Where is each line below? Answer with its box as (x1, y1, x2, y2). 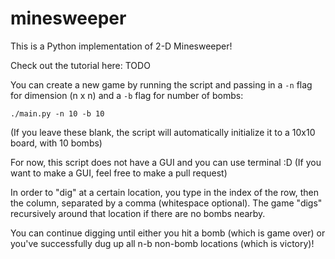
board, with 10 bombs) (10, 137, 103, 149)
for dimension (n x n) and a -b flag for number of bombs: (10, 89, 244, 101)
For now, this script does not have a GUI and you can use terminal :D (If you (10, 156, 322, 168)
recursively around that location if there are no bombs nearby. (10, 207, 266, 219)
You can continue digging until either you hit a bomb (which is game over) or (10, 227, 326, 239)
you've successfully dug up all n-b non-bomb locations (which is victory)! (10, 237, 315, 249)
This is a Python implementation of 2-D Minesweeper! (10, 40, 233, 52)
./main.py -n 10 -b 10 (10, 108, 105, 119)
